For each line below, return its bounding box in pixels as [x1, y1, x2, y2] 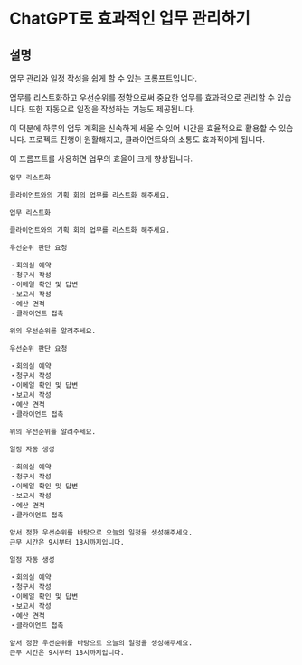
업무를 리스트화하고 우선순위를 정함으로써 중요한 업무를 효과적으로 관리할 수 [9, 92, 276, 102]
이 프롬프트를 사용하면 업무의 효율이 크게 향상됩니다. [9, 153, 193, 164]
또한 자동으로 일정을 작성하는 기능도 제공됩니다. [28, 103, 195, 114]
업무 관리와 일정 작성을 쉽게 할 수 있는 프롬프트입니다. [9, 73, 197, 83]
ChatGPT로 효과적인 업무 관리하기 [9, 8, 250, 29]
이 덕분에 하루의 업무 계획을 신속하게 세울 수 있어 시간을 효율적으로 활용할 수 [9, 123, 278, 133]
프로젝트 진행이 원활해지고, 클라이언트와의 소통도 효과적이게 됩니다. [28, 134, 265, 145]
